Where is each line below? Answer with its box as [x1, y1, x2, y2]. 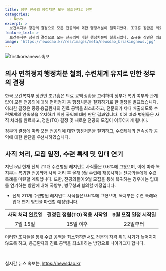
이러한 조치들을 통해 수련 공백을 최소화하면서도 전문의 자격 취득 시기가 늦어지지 [5, 234, 157, 240]
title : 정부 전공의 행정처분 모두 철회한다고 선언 [5, 7, 93, 12]
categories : [5, 12, 30, 17]
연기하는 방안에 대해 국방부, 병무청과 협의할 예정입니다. [10, 182, 116, 188]
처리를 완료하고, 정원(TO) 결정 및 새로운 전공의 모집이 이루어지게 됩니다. [10, 117, 149, 123]
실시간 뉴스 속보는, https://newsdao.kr [5, 260, 81, 267]
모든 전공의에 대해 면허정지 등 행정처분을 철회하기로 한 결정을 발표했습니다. [14, 99, 158, 105]
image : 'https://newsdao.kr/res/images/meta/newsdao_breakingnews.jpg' [5, 39, 156, 44]
